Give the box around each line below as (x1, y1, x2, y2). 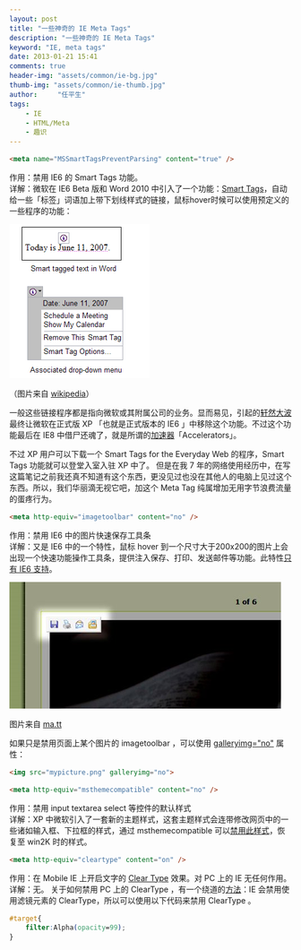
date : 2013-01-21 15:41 (9, 52, 99, 62)
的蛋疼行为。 (9, 494, 56, 504)
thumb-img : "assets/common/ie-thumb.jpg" (9, 81, 167, 90)
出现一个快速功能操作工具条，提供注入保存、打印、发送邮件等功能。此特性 (9, 552, 284, 563)
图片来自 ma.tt (9, 718, 63, 730)
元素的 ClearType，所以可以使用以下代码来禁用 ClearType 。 (32, 894, 256, 905)
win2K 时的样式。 (26, 836, 92, 847)
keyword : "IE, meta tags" (9, 43, 106, 52)
